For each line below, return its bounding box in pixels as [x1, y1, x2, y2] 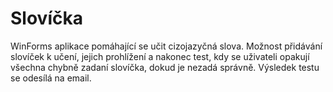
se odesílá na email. [10, 72, 92, 84]
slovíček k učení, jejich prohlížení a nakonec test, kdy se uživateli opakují [10, 50, 310, 62]
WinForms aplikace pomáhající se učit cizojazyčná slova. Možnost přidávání [10, 40, 323, 52]
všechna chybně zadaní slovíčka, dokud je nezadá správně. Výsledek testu [10, 61, 320, 73]
